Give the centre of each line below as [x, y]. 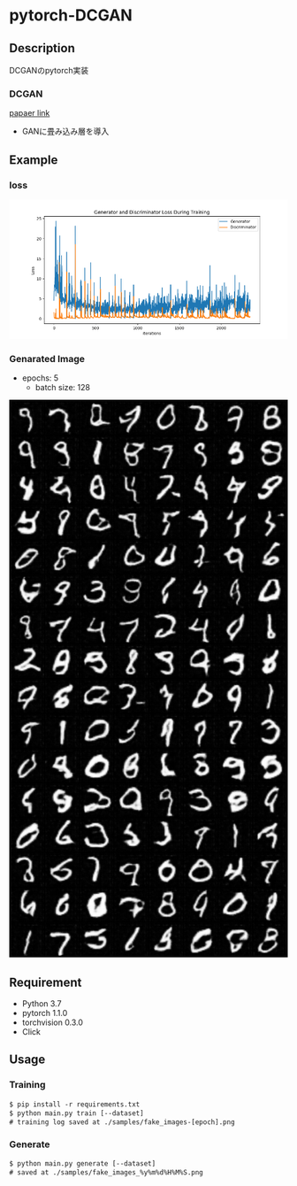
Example [34, 160]
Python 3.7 [42, 1004]
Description [42, 48]
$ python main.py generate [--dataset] [83, 1164]
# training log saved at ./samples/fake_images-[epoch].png [122, 1122]
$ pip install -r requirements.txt [75, 1104]
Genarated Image [47, 358]
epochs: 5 [40, 378]
